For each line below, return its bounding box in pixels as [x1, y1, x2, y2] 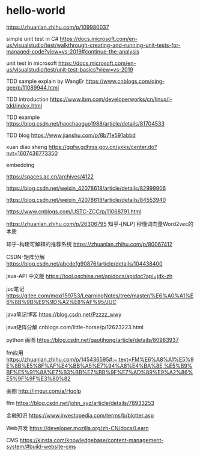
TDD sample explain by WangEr [6, 78, 85, 85]
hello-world [6, 4, 66, 17]
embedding [6, 161, 35, 168]
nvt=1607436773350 [6, 150, 58, 157]
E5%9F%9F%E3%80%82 [6, 375, 71, 382]
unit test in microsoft [6, 59, 57, 67]
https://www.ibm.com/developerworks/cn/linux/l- [50, 96, 172, 103]
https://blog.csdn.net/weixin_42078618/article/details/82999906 [6, 184, 166, 192]
